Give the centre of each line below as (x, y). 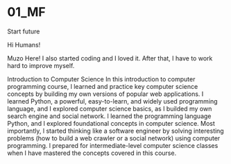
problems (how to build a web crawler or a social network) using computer (114, 138)
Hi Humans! (24, 44)
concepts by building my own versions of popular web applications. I (105, 94)
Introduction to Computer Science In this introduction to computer (101, 79)
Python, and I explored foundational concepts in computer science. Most (111, 123)
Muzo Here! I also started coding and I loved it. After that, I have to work (110, 58)
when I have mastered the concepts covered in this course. (92, 153)
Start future (24, 31)
